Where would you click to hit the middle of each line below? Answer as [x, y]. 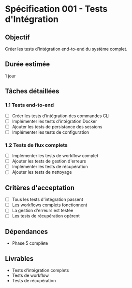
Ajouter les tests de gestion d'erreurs [49, 161]
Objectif [17, 37]
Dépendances [27, 231]
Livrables [19, 259]
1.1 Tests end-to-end [29, 105]
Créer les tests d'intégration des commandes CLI [61, 116]
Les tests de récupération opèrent [46, 216]
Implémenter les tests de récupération [50, 167]
